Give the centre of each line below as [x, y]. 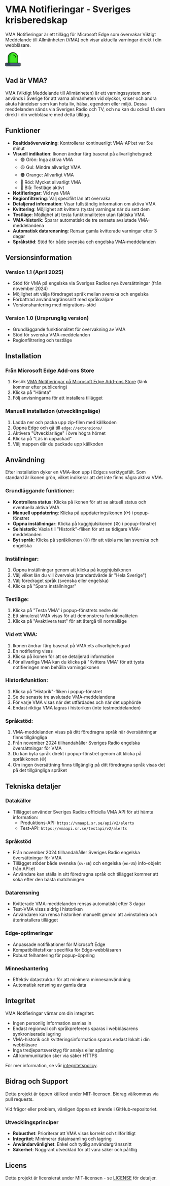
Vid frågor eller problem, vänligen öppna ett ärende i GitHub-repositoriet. [82, 1109]
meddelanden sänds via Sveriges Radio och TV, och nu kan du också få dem [85, 109]
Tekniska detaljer [33, 786]
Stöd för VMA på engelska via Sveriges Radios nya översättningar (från [87, 283]
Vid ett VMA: [22, 635]
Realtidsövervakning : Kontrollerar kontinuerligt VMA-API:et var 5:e [83, 143]
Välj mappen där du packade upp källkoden [58, 444]
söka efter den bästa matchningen [48, 880]
